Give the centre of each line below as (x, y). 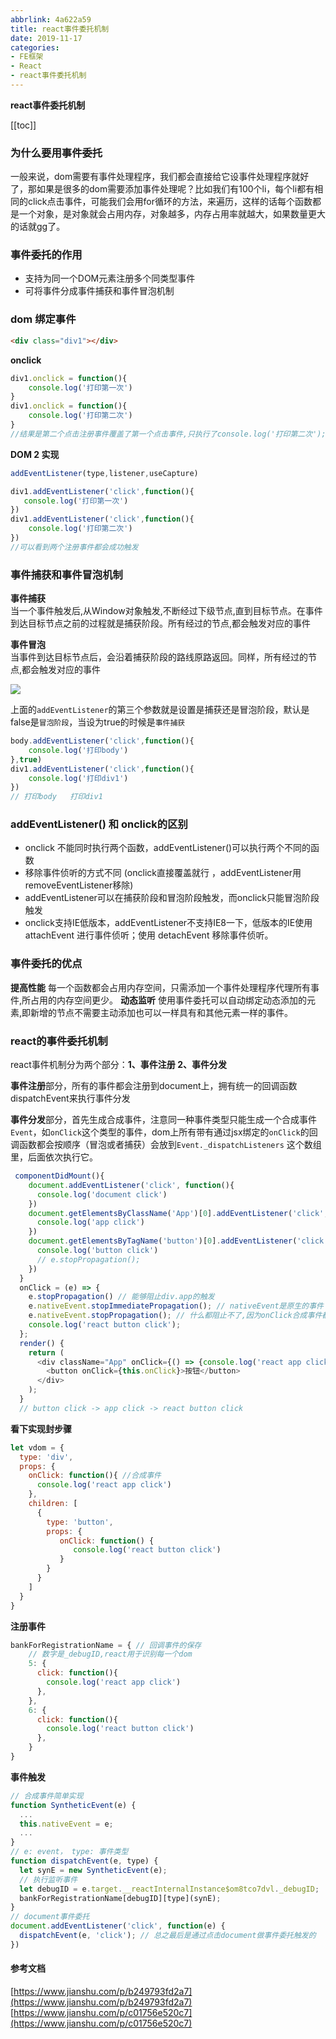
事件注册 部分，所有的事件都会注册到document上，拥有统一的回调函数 (154, 1086)
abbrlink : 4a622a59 (51, 19)
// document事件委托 (50, 1917)
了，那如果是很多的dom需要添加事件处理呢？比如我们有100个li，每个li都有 (162, 189)
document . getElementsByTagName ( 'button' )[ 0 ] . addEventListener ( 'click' (178, 1241)
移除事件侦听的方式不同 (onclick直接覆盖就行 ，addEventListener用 (163, 873)
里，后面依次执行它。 (54, 1157)
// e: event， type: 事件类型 (69, 1852)
